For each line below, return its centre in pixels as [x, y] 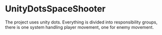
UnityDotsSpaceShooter [55, 9]
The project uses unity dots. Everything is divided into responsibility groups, [81, 22]
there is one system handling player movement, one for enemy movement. [80, 27]
